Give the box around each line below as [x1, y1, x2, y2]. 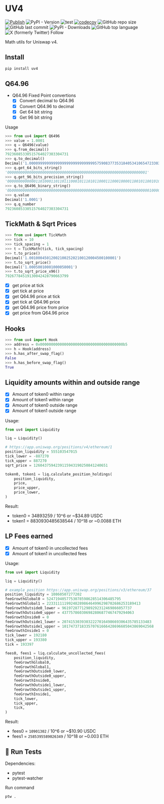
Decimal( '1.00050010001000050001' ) [5, 264, 78, 269]
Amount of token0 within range [12, 391, 75, 397]
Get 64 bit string [19, 109, 53, 115]
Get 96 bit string [19, 114, 53, 120]
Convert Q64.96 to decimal [19, 103, 74, 109]
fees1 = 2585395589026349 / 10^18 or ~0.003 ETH [12, 734, 109, 739]
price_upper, [14, 485, 41, 490]
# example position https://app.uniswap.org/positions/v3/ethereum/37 [5, 587, 152, 592]
